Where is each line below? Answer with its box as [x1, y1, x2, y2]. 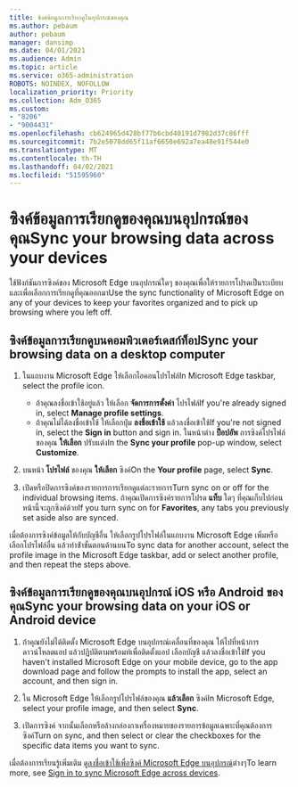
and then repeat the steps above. [9, 559, 131, 570]
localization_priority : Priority [9, 87, 134, 96]
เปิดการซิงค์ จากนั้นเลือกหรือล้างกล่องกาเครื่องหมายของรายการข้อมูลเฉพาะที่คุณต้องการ [21, 719, 273, 731]
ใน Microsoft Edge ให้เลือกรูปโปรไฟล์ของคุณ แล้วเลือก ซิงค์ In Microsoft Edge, [21, 693, 275, 703]
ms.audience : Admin [9, 54, 82, 63]
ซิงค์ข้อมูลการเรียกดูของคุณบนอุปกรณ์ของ [9, 209, 248, 229]
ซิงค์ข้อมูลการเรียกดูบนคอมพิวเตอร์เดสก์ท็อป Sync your [9, 332, 259, 348]
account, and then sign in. [21, 675, 119, 686]
